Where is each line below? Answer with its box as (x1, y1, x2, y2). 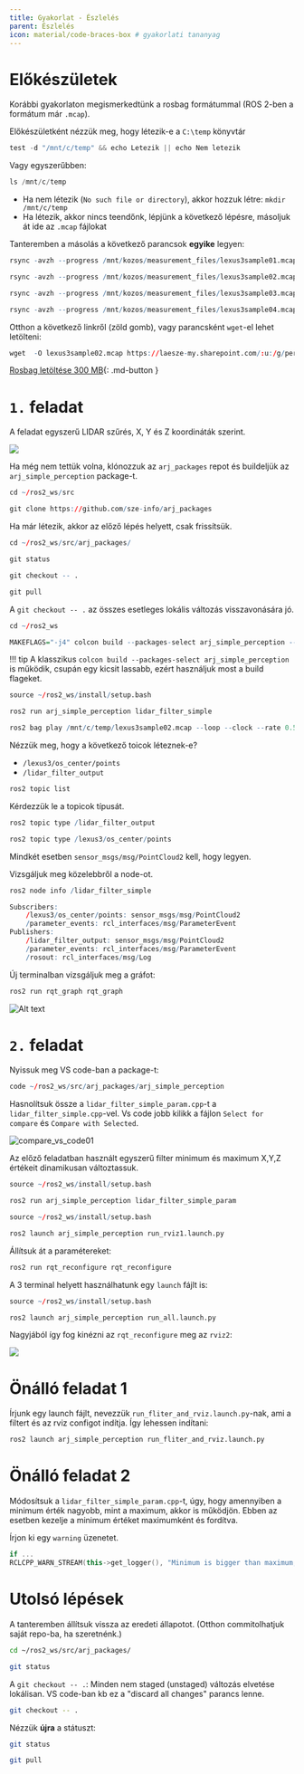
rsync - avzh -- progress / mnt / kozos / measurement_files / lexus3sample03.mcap (9, 289, 298, 298)
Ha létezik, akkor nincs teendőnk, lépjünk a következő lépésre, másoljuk (22, 212, 291, 223)
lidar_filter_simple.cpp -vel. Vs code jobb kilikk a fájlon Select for (9, 1108, 264, 1119)
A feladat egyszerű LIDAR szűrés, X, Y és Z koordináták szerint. (9, 426, 246, 437)
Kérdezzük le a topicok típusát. (9, 800, 125, 811)
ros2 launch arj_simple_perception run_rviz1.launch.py (9, 1228, 224, 1238)
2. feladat (9, 1035, 84, 1055)
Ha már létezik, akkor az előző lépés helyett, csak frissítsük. (9, 521, 233, 532)
